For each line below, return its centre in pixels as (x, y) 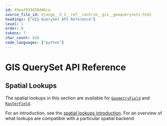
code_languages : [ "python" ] (35, 43)
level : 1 (14, 24)
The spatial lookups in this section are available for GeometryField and (77, 98)
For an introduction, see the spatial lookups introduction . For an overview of (84, 113)
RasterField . (18, 103)
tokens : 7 (16, 33)
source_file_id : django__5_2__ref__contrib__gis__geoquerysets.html (78, 15)
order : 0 (14, 29)
